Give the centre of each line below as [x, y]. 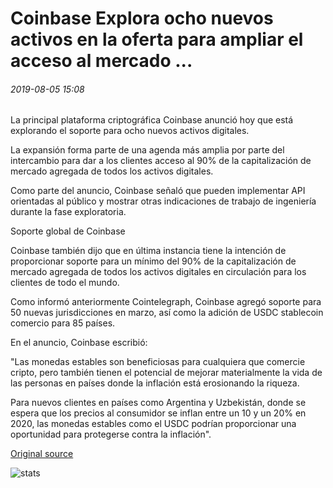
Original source [42, 454]
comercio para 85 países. [63, 323]
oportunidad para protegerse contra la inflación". [111, 434]
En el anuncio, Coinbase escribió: [79, 343]
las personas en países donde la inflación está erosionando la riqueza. [155, 383]
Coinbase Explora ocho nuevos [142, 18]
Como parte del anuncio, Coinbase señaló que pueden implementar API [158, 191]
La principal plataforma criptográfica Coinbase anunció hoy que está [152, 120]
